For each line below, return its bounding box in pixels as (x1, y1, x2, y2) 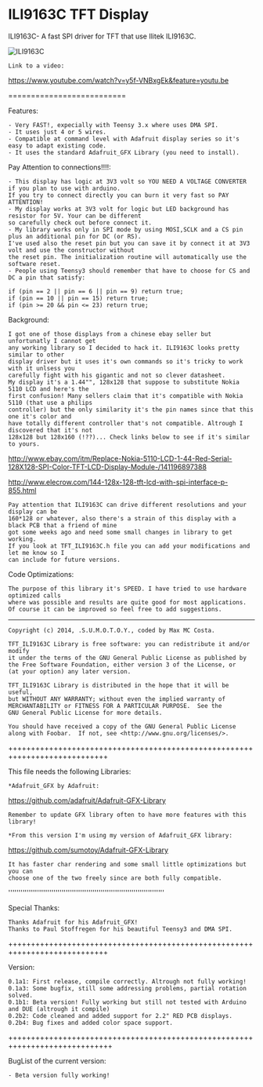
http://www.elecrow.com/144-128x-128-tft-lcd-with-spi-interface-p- (8, 477, 229, 487)
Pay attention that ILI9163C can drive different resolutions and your (8, 501, 247, 509)
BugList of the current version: (8, 1056, 106, 1065)
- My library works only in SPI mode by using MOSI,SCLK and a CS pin (8, 225, 243, 233)
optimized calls (8, 591, 61, 600)
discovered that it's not (8, 426, 92, 434)
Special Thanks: (8, 903, 60, 912)
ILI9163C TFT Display (8, 5, 150, 24)
